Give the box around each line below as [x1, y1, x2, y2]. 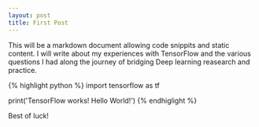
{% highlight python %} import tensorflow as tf [8, 80, 160, 90]
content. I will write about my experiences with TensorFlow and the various [8, 49, 252, 58]
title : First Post [8, 19, 68, 27]
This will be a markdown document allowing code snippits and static [8, 40, 230, 49]
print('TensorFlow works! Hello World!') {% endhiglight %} [8, 96, 198, 105]
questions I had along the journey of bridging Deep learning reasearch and [8, 56, 250, 67]
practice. [8, 65, 37, 74]
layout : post [8, 11, 51, 20]
